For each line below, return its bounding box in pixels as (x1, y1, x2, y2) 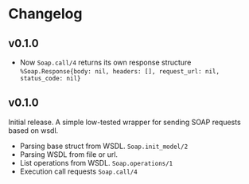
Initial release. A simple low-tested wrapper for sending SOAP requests (8, 117, 241, 127)
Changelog (8, 5, 83, 23)
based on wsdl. (8, 125, 59, 135)
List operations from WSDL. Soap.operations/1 (19, 158, 173, 167)
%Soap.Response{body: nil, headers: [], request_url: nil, (19, 68, 220, 76)
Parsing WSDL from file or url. (19, 149, 118, 159)
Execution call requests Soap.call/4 (19, 166, 138, 176)
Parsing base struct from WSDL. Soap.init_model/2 (19, 141, 189, 151)
